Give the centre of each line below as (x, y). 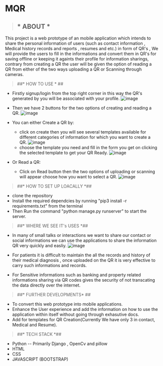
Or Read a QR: (26, 162)
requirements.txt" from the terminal (47, 206)
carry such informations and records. (49, 265)
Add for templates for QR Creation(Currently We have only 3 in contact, (83, 319)
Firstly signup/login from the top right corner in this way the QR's (77, 93)
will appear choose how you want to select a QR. (68, 177)
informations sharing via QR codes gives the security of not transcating (83, 280)
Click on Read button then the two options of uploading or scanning (87, 172)
